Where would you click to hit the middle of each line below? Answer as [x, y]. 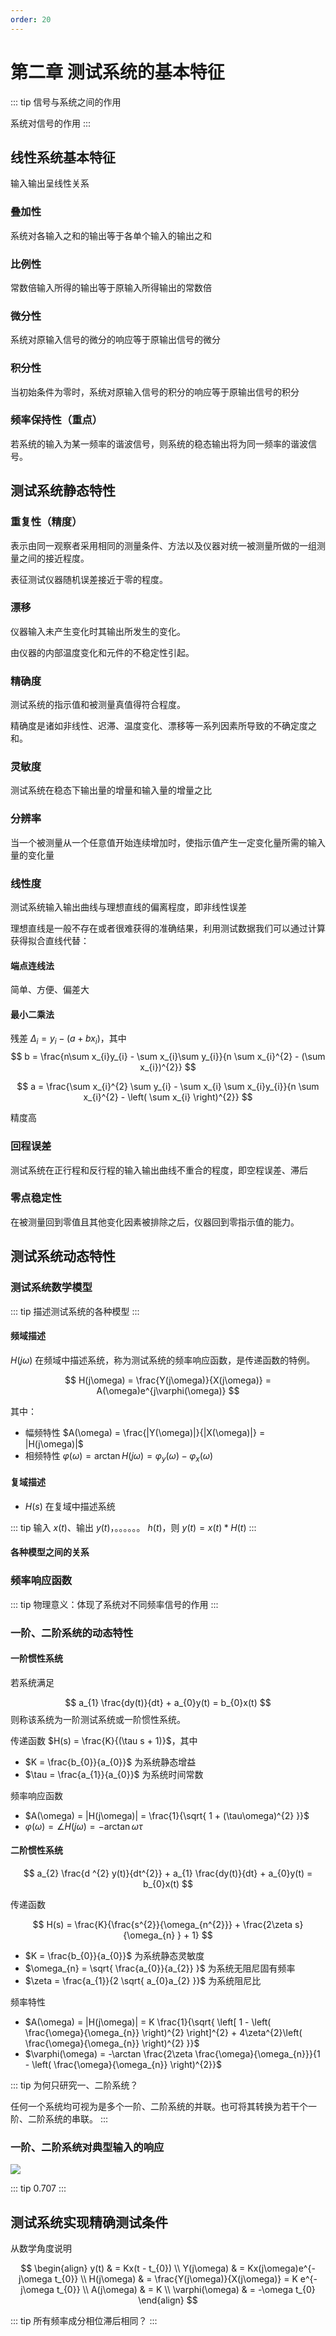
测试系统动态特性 [63, 1256]
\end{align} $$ [168, 2300]
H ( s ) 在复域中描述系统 [70, 1506]
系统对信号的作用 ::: [51, 123]
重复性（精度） [46, 522]
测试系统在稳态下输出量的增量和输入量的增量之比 [111, 790]
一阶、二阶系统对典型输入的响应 [87, 2147]
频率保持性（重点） [56, 420]
